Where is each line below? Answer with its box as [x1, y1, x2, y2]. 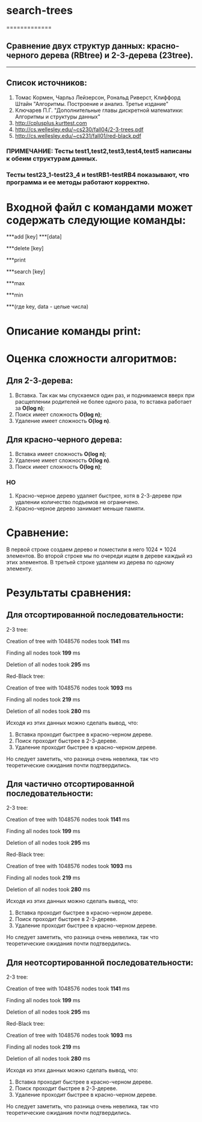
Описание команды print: [6, 324, 141, 338]
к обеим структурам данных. [6, 155, 98, 163]
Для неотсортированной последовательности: [6, 957, 194, 967]
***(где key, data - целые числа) [6, 303, 89, 310]
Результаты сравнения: [6, 586, 132, 599]
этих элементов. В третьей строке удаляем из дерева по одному [6, 558, 174, 566]
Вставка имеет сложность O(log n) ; [14, 451, 107, 458]
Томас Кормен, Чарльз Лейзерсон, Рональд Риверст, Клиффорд [14, 94, 181, 101]
